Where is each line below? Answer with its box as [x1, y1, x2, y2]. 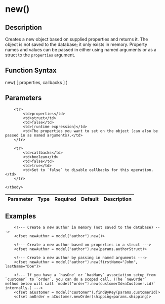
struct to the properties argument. [5, 52, 76, 58]
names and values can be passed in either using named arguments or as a [5, 47, 157, 52]
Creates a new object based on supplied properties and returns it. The [5, 36, 148, 42]
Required [54, 195, 77, 202]
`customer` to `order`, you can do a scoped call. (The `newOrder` [5, 277, 147, 282]
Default [81, 195, 99, 202]
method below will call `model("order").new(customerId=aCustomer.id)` [5, 281, 156, 286]
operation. [131, 167, 154, 173]
